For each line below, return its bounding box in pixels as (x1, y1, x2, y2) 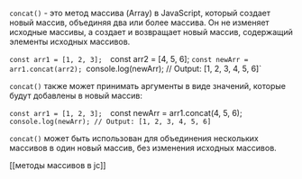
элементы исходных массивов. (9, 36, 131, 47)
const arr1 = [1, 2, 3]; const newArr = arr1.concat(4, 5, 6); (9, 108, 243, 118)
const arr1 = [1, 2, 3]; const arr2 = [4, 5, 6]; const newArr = (9, 54, 249, 64)
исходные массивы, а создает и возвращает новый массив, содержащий (9, 27, 293, 37)
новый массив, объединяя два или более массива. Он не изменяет (9, 17, 270, 28)
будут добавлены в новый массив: (9, 90, 142, 101)
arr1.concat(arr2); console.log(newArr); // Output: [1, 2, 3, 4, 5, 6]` (9, 63, 262, 74)
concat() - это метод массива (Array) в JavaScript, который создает (9, 8, 271, 18)
